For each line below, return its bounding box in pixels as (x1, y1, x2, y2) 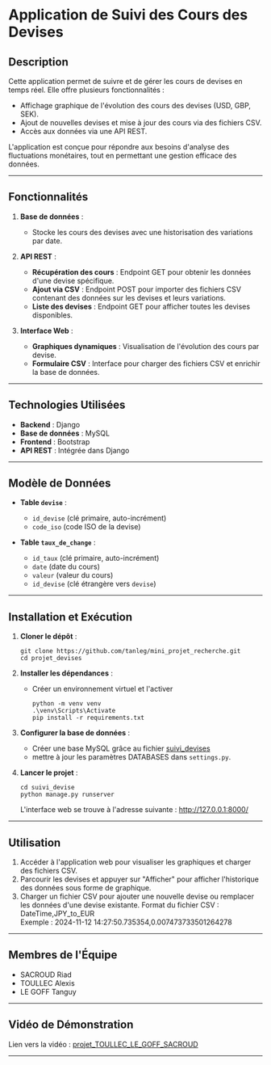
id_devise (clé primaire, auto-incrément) (31, 513, 167, 523)
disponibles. (31, 309, 73, 320)
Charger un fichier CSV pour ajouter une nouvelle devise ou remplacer (19, 891, 255, 902)
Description (8, 55, 69, 69)
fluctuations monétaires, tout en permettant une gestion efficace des (8, 151, 237, 160)
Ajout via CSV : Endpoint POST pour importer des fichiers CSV (31, 284, 242, 294)
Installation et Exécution (8, 610, 133, 624)
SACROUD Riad (19, 970, 73, 979)
